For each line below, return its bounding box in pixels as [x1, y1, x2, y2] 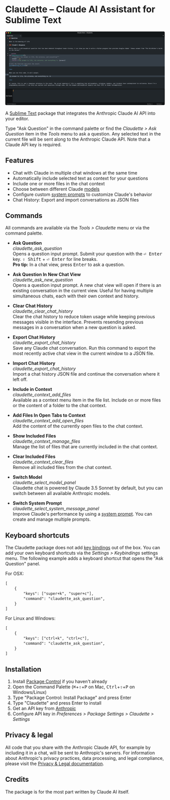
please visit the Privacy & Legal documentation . [5, 760, 105, 766]
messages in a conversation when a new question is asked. [12, 324, 137, 330]
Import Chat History [12, 360, 56, 366]
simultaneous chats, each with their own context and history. [12, 293, 140, 299]
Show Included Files [12, 433, 56, 439]
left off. [12, 377, 28, 383]
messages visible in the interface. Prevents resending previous [12, 319, 144, 325]
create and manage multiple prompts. [12, 516, 91, 522]
